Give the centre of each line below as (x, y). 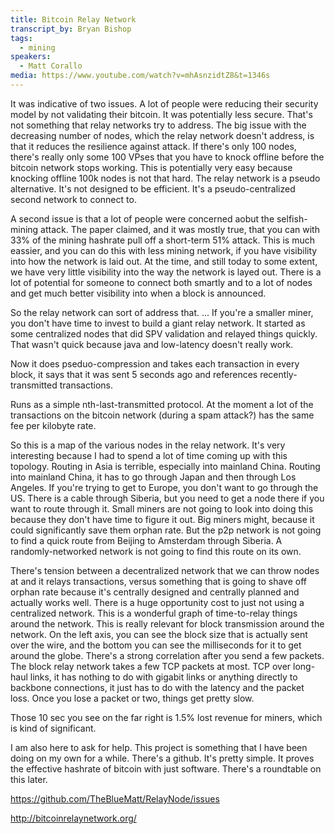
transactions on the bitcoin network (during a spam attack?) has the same (162, 415)
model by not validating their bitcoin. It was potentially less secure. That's (161, 114)
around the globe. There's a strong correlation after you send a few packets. (167, 655)
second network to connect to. (73, 199)
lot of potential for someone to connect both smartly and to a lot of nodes (161, 282)
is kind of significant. (53, 728)
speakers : (31, 57)
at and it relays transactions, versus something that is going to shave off (159, 581)
